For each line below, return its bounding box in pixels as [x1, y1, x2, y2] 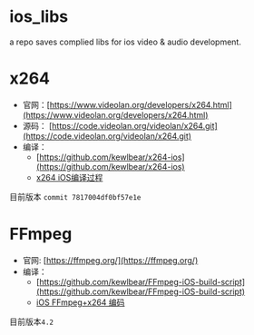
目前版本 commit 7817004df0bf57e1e [9, 191, 142, 202]
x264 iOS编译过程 [35, 172, 103, 182]
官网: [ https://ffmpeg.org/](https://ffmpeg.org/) [22, 254, 199, 265]
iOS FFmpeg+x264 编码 [35, 297, 125, 308]
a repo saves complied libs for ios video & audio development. [9, 36, 242, 47]
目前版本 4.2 [9, 316, 54, 327]
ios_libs [9, 6, 69, 27]
